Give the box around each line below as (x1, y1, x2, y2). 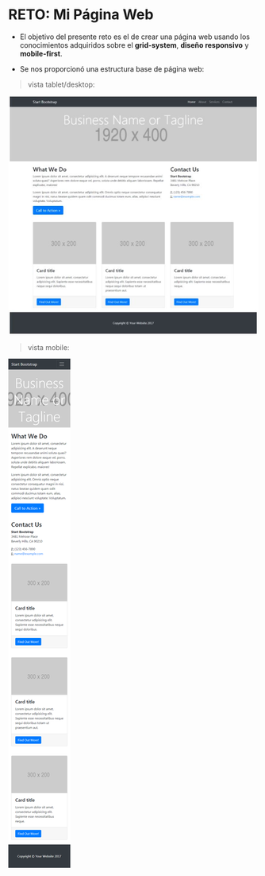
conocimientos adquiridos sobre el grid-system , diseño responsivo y (19, 40, 249, 49)
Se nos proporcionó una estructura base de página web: (19, 64, 205, 73)
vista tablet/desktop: (27, 80, 95, 89)
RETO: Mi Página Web (8, 6, 154, 24)
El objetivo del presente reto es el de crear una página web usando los (19, 32, 250, 41)
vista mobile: (27, 343, 70, 352)
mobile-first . (19, 49, 63, 58)
